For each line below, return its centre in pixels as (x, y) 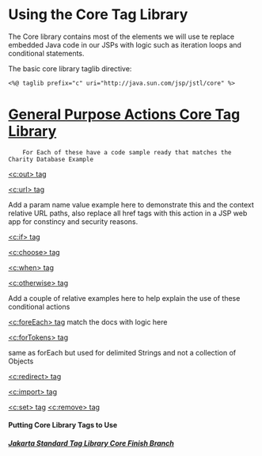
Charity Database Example (51, 159)
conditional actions (39, 306)
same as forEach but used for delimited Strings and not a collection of (122, 352)
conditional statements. (46, 53)
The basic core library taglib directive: (70, 68)
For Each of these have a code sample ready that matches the (127, 152)
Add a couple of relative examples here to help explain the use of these (124, 298)
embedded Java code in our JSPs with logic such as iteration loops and (125, 44)
